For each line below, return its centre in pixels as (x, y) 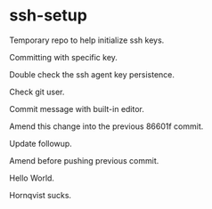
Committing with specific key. (64, 57)
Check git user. (37, 92)
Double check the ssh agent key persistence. (92, 74)
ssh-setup (48, 16)
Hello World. (32, 178)
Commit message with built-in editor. (77, 109)
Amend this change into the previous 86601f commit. (106, 126)
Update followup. (41, 143)
